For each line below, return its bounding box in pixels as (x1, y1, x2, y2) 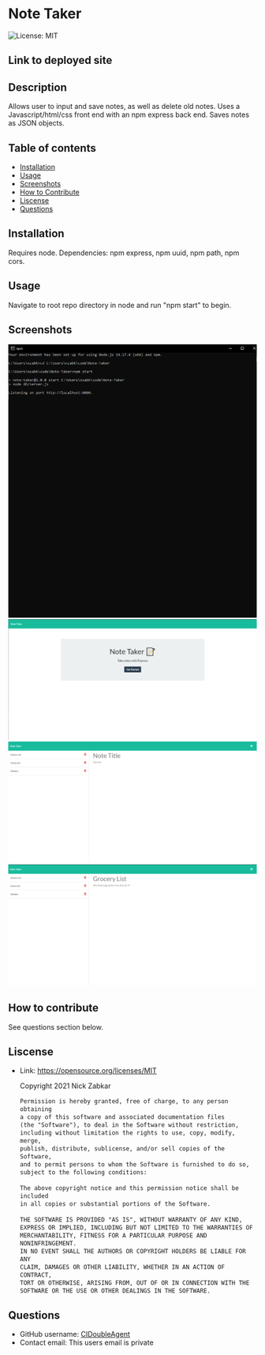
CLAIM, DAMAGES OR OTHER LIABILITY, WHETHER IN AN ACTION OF (19, 1263, 226, 1271)
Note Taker (8, 5, 82, 23)
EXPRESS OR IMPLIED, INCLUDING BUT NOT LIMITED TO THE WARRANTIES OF (19, 1224, 254, 1232)
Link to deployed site (8, 54, 113, 67)
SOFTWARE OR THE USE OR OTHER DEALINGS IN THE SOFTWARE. (19, 1287, 211, 1295)
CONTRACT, (19, 1271, 53, 1279)
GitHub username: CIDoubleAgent (19, 1330, 130, 1339)
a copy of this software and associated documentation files (19, 1113, 226, 1121)
